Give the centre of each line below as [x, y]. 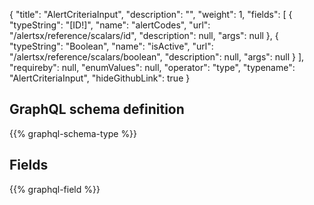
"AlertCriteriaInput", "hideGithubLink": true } [100, 78]
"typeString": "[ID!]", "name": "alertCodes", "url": [110, 25]
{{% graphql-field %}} [55, 189]
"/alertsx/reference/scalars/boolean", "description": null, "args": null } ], [157, 57]
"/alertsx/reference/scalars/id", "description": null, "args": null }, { [144, 35]
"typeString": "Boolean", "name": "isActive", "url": [111, 46]
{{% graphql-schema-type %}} [73, 133]
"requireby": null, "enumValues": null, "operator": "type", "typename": [152, 67]
